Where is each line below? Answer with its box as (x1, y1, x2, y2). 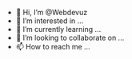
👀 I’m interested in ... (15, 16, 84, 26)
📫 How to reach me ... (15, 42, 90, 51)
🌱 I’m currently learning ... (15, 25, 102, 33)
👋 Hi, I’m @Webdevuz (15, 8, 88, 17)
